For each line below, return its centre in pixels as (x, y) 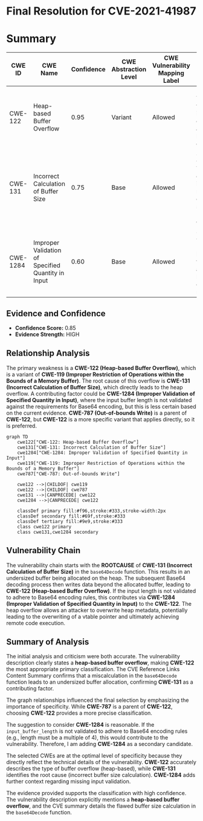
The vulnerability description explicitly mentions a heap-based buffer (93, 800)
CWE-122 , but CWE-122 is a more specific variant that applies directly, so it (101, 419)
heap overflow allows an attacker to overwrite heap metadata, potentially (97, 610)
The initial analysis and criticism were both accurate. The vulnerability (93, 657)
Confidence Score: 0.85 (46, 328)
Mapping (171, 73)
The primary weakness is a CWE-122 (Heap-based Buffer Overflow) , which (101, 368)
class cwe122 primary (44, 527)
